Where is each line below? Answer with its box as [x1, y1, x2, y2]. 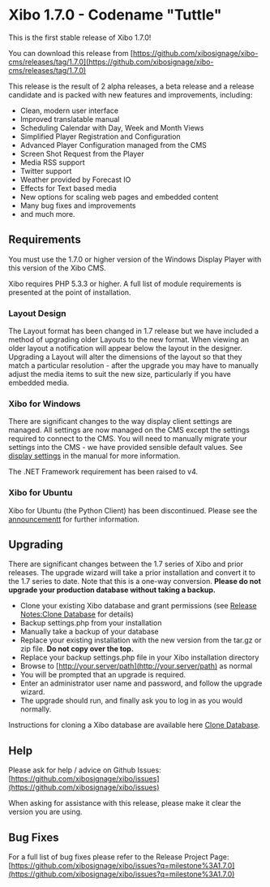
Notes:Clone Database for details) [19, 609, 134, 619]
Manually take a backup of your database [19, 627, 160, 637]
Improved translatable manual [19, 114, 120, 123]
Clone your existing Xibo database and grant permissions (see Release [19, 601, 257, 611]
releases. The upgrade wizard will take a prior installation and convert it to [8, 568, 256, 578]
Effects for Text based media [19, 183, 118, 193]
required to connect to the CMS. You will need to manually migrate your [8, 434, 247, 443]
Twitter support [19, 166, 72, 175]
